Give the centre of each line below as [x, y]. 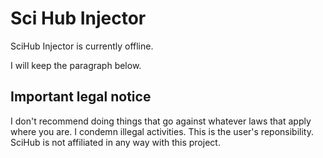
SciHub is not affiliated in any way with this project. [115, 142]
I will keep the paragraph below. [76, 65]
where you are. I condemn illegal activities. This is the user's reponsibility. [162, 131]
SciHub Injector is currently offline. [82, 46]
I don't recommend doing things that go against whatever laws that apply [161, 121]
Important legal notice [81, 97]
